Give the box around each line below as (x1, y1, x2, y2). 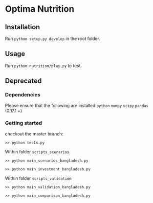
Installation (5, 23, 40, 31)
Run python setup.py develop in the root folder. (5, 36, 100, 41)
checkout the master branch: (5, 130, 64, 137)
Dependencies (5, 92, 41, 98)
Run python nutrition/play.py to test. (5, 62, 82, 69)
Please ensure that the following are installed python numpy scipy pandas (5, 102, 149, 108)
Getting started (5, 120, 43, 127)
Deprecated (5, 77, 42, 85)
